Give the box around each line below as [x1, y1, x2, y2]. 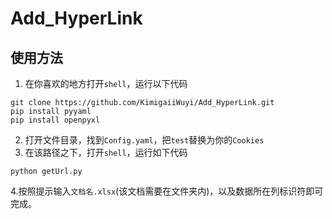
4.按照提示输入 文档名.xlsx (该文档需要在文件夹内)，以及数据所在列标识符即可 [10, 185, 324, 197]
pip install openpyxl [10, 115, 101, 125]
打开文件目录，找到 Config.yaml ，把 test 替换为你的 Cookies [24, 134, 265, 146]
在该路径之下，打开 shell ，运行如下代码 [24, 147, 188, 158]
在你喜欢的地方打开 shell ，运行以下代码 [24, 78, 188, 89]
